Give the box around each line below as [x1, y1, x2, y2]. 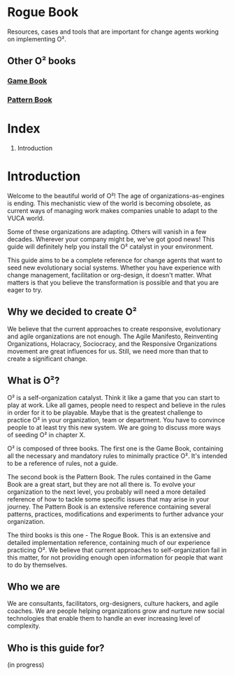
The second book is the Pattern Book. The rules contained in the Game [7, 472, 212, 481]
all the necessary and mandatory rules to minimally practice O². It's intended [7, 451, 228, 460]
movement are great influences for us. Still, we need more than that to [7, 347, 209, 355]
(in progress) [7, 661, 45, 669]
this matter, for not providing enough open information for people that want [7, 553, 224, 561]
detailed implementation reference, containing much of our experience [7, 538, 211, 546]
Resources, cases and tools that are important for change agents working [7, 27, 219, 36]
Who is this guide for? [7, 642, 105, 654]
